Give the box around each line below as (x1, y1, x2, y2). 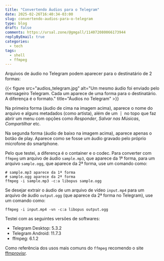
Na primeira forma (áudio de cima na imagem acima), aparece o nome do (5, 105, 153, 111)
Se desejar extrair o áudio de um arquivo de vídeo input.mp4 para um (5, 187, 144, 193)
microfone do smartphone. (5, 141, 59, 147)
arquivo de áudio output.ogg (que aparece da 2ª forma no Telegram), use (5, 192, 153, 198)
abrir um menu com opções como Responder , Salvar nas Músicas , (5, 116, 141, 121)
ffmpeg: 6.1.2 (12, 236, 39, 241)
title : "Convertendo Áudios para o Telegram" (5, 7, 99, 12)
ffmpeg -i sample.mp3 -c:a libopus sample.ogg (5, 179, 102, 184)
